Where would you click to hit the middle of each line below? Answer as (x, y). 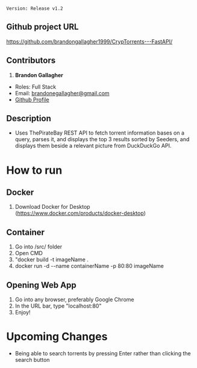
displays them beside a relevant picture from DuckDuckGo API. (93, 146)
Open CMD (29, 253)
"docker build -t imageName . (52, 259)
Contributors (31, 61)
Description (29, 119)
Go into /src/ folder (39, 247)
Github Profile (32, 100)
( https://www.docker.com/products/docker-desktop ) (80, 213)
